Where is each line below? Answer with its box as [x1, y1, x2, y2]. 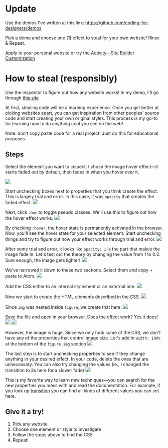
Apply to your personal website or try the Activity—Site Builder [5, 50, 135, 56]
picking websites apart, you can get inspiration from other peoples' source [5, 110, 159, 116]
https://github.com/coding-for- [85, 20, 149, 26]
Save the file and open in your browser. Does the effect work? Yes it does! [5, 314, 158, 320]
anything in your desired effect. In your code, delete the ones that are [5, 355, 149, 362]
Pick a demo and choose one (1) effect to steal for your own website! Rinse [5, 35, 160, 41]
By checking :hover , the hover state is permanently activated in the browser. [5, 225, 163, 231]
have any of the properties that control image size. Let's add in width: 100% [5, 335, 160, 341]
